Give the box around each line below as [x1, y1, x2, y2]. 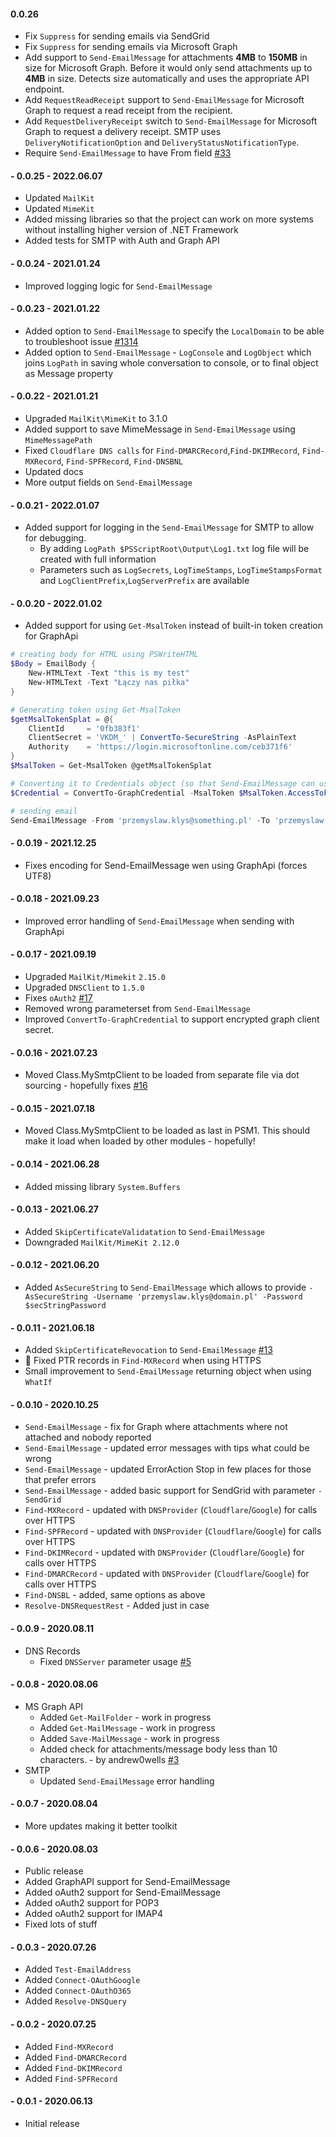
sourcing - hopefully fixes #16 [24, 1080, 148, 1092]
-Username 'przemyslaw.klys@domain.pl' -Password [92, 1292, 303, 1302]
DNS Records [24, 1645, 81, 1657]
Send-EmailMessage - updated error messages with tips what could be [24, 1442, 310, 1454]
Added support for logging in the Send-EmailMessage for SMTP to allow [24, 521, 315, 534]
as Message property [24, 367, 114, 379]
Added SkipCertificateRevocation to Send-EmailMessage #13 [24, 1344, 273, 1356]
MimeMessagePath [24, 436, 93, 446]
